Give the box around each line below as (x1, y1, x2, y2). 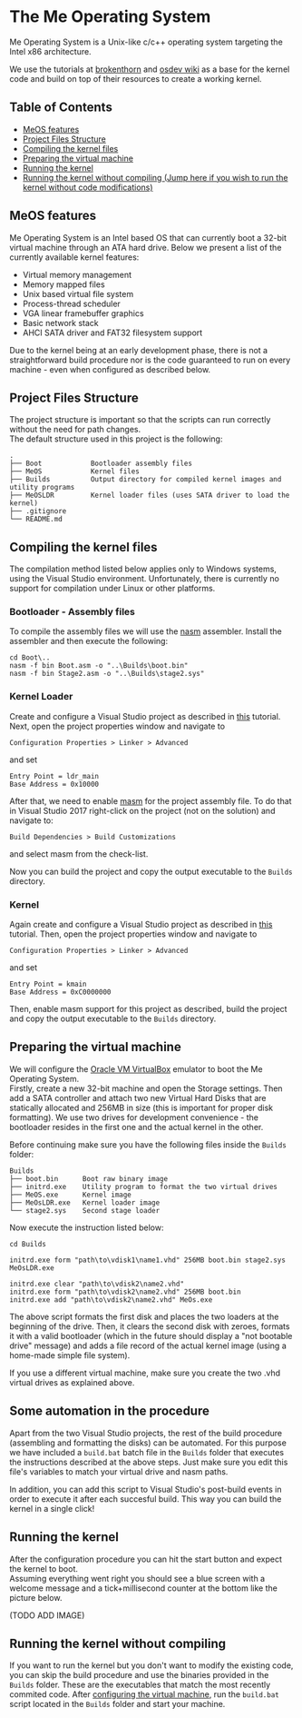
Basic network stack (22, 317, 100, 328)
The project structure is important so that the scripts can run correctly (9, 414, 271, 425)
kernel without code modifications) (22, 182, 153, 193)
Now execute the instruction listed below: (9, 1222, 164, 1233)
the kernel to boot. (9, 1563, 79, 1574)
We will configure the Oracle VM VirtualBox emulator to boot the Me (9, 1063, 263, 1074)
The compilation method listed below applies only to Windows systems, (9, 563, 277, 574)
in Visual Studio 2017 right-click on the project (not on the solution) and (9, 805, 276, 816)
